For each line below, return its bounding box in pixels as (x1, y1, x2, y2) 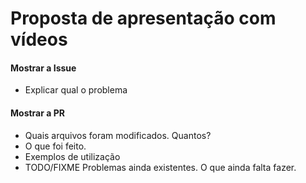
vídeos (10, 28, 68, 51)
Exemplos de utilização (24, 150, 121, 162)
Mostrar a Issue (10, 62, 77, 74)
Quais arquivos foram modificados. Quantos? (24, 129, 212, 141)
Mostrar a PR (10, 107, 65, 119)
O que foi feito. (24, 140, 87, 152)
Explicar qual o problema (24, 84, 128, 96)
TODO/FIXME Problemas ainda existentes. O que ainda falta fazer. (24, 161, 297, 173)
